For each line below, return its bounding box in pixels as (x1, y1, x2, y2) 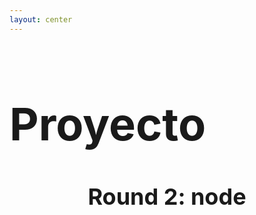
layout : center (9, 14, 73, 25)
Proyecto (9, 96, 207, 152)
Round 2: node (87, 182, 247, 211)
